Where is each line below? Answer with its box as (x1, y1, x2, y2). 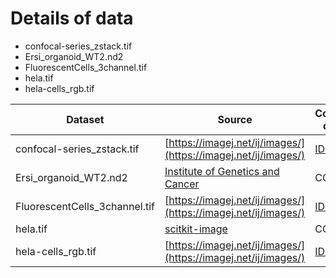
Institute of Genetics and (164, 164, 280, 178)
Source (217, 112, 253, 126)
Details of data (10, 7, 134, 30)
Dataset (66, 112, 105, 126)
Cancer (164, 177, 200, 191)
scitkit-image (164, 222, 228, 236)
